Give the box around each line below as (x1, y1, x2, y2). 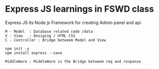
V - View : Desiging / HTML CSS (5, 33, 76, 38)
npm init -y (5, 46, 29, 51)
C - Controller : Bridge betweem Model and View (5, 38, 106, 43)
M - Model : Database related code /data (5, 29, 93, 34)
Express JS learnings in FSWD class (5, 3, 154, 15)
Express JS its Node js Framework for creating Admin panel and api (5, 20, 141, 25)
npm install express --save (5, 50, 63, 55)
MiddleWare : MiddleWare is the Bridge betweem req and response (5, 59, 141, 64)
